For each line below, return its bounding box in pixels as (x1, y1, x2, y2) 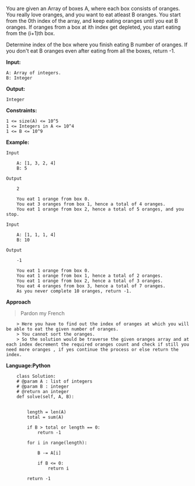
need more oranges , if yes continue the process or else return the (6, 347, 179, 353)
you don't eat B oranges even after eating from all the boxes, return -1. (6, 47, 175, 54)
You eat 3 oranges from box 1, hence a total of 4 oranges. (16, 201, 166, 207)
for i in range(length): (27, 440, 88, 446)
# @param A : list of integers (16, 378, 93, 384)
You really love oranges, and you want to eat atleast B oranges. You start (6, 11, 181, 18)
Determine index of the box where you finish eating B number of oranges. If (6, 41, 188, 48)
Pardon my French (20, 310, 65, 316)
